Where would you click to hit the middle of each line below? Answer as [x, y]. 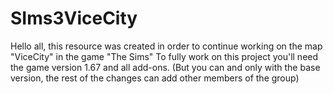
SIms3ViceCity [74, 18]
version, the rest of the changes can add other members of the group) [155, 78]
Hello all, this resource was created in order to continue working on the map [166, 46]
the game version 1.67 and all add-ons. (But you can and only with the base [165, 67]
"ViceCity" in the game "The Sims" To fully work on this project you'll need [164, 56]
